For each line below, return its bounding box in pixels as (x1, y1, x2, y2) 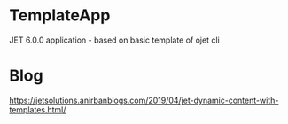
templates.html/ (9, 104, 66, 115)
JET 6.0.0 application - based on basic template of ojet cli (9, 35, 220, 45)
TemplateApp (9, 5, 111, 26)
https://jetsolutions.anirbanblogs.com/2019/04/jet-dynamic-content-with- (9, 95, 279, 105)
